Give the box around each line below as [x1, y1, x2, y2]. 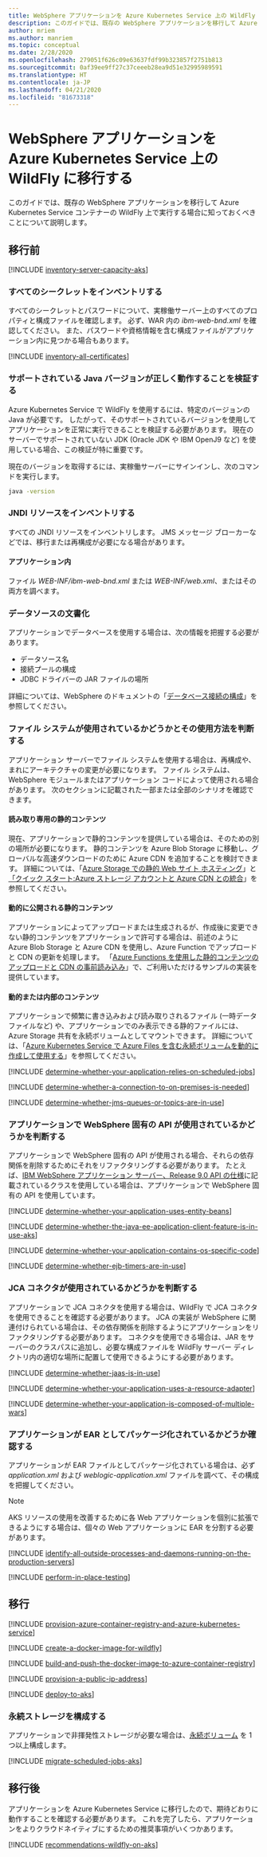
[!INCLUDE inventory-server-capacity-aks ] [8, 265, 149, 274]
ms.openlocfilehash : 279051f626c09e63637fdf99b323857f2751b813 [8, 57, 223, 65]
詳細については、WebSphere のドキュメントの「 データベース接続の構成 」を [8, 691, 257, 701]
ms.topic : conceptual [8, 41, 80, 49]
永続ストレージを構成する [8, 1710, 106, 1722]
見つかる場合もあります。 [49, 336, 134, 345]
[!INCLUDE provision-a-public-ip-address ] [8, 1674, 147, 1683]
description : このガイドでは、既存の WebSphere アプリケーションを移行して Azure [8, 19, 257, 27]
